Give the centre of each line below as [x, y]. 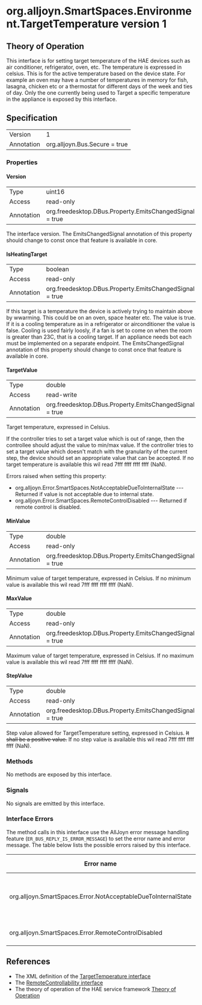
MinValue [18, 521]
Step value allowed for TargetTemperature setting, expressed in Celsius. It [98, 733]
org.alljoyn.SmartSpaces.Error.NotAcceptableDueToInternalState [100, 896]
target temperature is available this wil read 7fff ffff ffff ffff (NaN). [87, 464]
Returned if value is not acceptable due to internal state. [84, 494]
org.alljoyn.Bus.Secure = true [87, 144]
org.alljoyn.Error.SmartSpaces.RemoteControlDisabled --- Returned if [101, 501]
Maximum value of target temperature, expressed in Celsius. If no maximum [100, 656]
